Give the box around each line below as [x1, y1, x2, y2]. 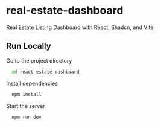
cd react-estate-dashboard [11, 69, 80, 75]
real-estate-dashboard [6, 4, 124, 17]
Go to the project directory [6, 57, 72, 64]
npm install [11, 91, 42, 97]
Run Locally [6, 41, 51, 51]
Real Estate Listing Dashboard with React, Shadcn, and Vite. [6, 24, 156, 31]
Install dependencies [6, 80, 58, 87]
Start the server [6, 102, 45, 109]
